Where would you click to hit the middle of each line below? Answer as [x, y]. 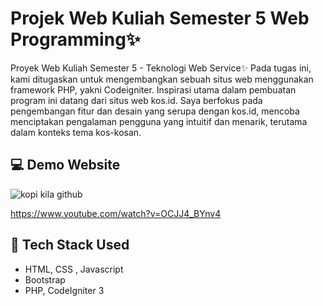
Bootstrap [45, 279]
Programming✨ [75, 39]
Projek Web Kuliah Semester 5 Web [160, 18]
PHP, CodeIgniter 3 [64, 290]
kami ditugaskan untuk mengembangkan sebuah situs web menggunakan [162, 79]
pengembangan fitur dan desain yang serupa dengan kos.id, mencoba [155, 111]
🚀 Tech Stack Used [70, 245]
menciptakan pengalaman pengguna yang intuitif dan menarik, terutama [159, 121]
